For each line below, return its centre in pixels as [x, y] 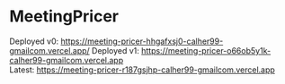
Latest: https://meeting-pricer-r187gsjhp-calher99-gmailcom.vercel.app [142, 70]
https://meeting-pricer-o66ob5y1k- [206, 50]
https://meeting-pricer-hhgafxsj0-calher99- [142, 41]
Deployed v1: [115, 50]
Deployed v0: [34, 41]
